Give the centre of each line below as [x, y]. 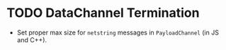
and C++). [32, 39]
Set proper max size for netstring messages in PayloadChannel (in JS [118, 32]
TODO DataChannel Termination [103, 13]
